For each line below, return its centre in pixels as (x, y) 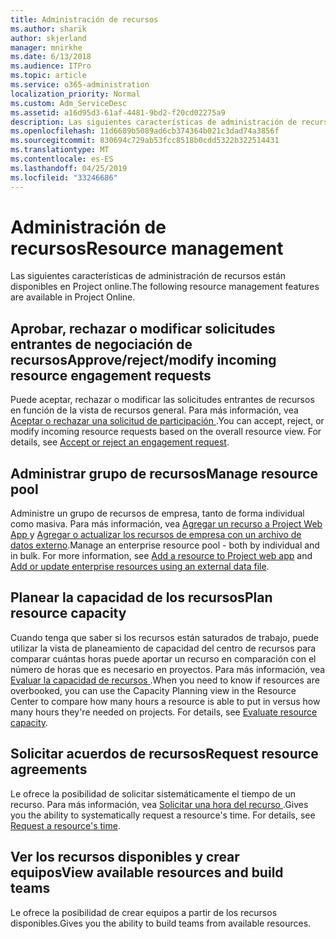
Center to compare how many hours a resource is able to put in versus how (165, 701)
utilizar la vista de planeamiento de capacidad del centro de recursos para (163, 648)
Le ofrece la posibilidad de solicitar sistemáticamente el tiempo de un (153, 793)
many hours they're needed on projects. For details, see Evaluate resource (164, 712)
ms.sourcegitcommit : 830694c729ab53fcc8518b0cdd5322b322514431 (145, 141)
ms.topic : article (48, 76)
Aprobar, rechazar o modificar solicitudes (143, 328)
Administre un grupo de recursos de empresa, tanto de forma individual (157, 513)
